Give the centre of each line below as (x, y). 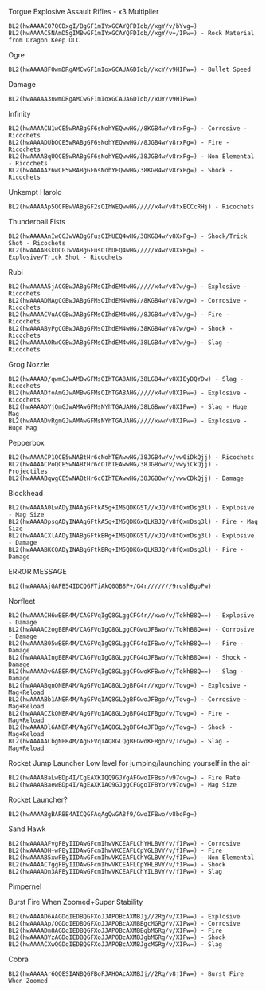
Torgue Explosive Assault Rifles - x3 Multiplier (84, 12)
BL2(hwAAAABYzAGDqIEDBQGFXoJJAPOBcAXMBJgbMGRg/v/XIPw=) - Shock (117, 937)
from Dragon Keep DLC (44, 40)
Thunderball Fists (37, 222)
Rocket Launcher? (38, 799)
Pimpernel (25, 886)
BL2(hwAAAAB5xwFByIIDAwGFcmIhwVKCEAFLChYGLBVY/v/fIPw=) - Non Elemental (131, 858)
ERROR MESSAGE (38, 571)
